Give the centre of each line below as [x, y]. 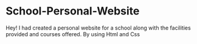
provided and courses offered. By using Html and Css [73, 34]
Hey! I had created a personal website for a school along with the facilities [98, 28]
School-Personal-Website [73, 11]
